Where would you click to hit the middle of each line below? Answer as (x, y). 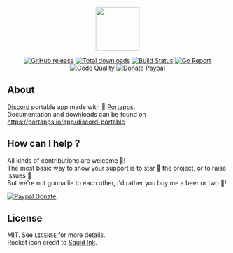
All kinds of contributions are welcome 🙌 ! (66, 160)
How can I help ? (44, 144)
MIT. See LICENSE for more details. (56, 235)
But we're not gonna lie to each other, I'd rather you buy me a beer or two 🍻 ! (117, 182)
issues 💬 (20, 175)
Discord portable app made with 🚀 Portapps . (71, 107)
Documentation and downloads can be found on (77, 114)
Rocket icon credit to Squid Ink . (52, 243)
